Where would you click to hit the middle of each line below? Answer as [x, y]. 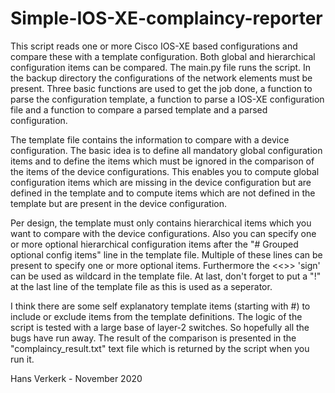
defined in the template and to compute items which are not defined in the [163, 193]
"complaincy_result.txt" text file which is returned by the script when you [160, 348]
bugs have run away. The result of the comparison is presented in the [153, 338]
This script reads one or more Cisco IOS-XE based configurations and [154, 46]
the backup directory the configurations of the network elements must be [161, 78]
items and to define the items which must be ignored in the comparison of [162, 161]
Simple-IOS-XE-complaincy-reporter [166, 18]
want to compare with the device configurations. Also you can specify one [163, 233]
